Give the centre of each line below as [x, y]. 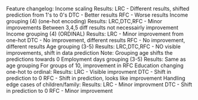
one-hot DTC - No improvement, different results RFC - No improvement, [96, 40]
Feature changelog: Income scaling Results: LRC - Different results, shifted [98, 9]
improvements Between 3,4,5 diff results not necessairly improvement [92, 27]
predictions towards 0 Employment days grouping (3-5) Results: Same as [96, 59]
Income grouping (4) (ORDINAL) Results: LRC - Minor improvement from [95, 34]
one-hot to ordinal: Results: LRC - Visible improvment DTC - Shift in [89, 72]
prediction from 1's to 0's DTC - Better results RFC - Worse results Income [97, 15]
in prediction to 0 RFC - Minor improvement [60, 91]
